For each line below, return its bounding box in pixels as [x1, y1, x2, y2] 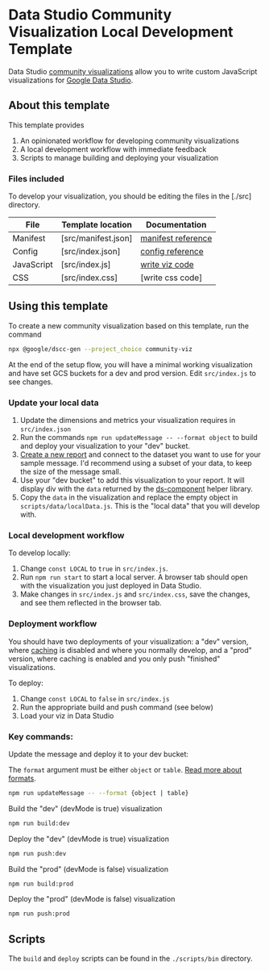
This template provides [8, 119, 85, 130]
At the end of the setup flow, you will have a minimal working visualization [8, 359, 254, 369]
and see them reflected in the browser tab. [19, 598, 163, 608]
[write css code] [140, 272, 203, 283]
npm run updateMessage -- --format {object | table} [8, 789, 189, 797]
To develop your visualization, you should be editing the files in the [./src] [8, 191, 252, 201]
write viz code [140, 259, 195, 270]
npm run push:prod [8, 910, 70, 918]
